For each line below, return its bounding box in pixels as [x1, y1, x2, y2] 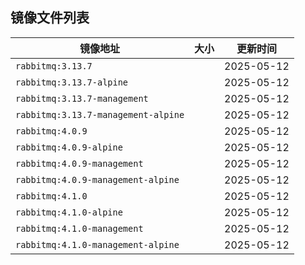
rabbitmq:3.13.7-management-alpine [15, 109, 185, 120]
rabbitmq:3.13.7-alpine [15, 76, 129, 88]
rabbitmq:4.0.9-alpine [15, 141, 123, 153]
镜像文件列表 [10, 9, 90, 27]
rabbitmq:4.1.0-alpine [15, 206, 123, 218]
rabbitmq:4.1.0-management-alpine [15, 239, 180, 250]
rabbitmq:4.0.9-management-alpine [15, 174, 180, 185]
